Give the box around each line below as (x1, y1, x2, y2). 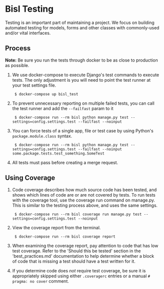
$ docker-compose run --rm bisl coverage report (14, 234, 116, 239)
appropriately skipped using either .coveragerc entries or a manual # (12, 273, 150, 279)
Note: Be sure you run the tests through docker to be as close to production (5, 57, 158, 63)
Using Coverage (5, 174, 55, 182)
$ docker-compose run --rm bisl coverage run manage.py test (14, 212, 142, 217)
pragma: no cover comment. (12, 278, 70, 284)
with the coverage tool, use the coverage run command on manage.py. (12, 197, 155, 203)
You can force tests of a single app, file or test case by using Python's (12, 128, 154, 133)
